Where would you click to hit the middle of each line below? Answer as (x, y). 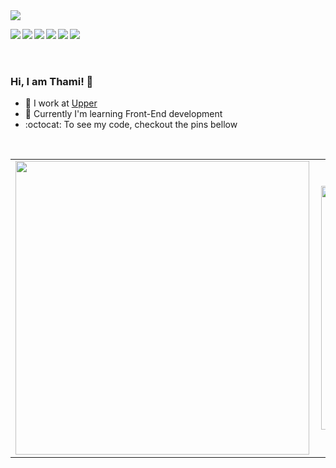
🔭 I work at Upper (61, 103)
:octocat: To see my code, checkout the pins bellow (131, 125)
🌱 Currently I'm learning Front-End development (123, 114)
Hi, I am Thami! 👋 (52, 81)
